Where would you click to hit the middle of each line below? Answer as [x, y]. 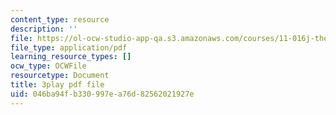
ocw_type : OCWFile [48, 66]
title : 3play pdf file [57, 85]
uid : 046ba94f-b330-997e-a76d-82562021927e [102, 94]
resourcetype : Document [60, 76]
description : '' [44, 29]
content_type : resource [60, 19]
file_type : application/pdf [69, 47]
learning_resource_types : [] [71, 57]
